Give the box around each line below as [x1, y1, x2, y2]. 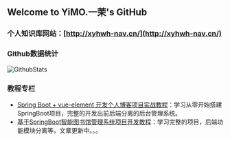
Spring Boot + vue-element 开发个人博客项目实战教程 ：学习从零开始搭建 [16, 100, 222, 109]
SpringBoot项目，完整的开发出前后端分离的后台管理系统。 [16, 109, 182, 117]
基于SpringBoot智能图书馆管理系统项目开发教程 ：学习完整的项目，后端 [16, 118, 218, 126]
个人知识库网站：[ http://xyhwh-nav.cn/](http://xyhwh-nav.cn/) [7, 29, 222, 39]
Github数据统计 [7, 49, 58, 58]
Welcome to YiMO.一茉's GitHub [7, 6, 148, 19]
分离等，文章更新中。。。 [35, 126, 102, 134]
